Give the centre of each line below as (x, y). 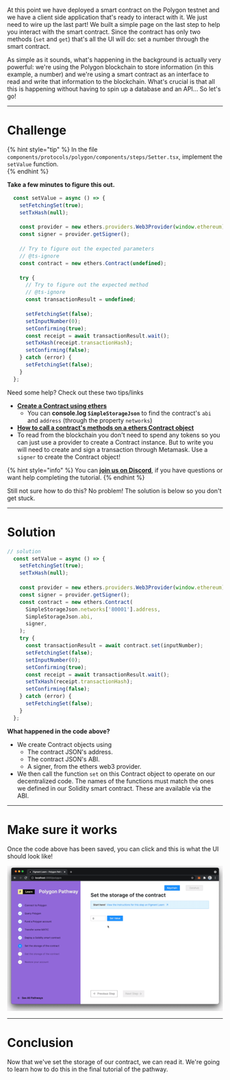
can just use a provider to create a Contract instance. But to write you (115, 442)
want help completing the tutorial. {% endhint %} (76, 477)
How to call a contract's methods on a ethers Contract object (105, 427)
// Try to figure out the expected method (87, 285)
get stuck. (21, 498)
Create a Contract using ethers (62, 405)
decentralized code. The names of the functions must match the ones (115, 781)
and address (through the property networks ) (90, 420)
